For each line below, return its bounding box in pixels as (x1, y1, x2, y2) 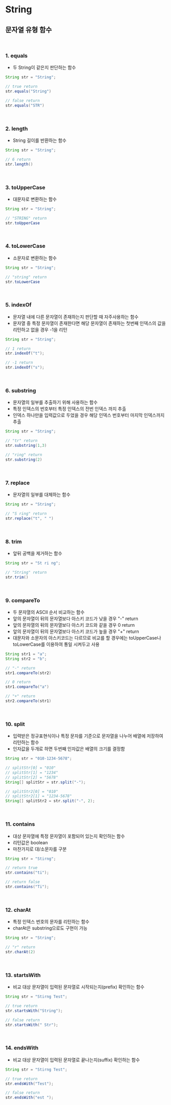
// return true (5, 865, 38, 871)
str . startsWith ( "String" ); (5, 1008, 63, 1013)
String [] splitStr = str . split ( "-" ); (5, 780, 86, 785)
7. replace (5, 479, 30, 486)
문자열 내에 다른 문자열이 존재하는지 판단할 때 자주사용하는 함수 (12, 314, 139, 320)
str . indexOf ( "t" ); (5, 351, 45, 356)
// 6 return (5, 157, 31, 162)
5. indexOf (5, 301, 32, 309)
